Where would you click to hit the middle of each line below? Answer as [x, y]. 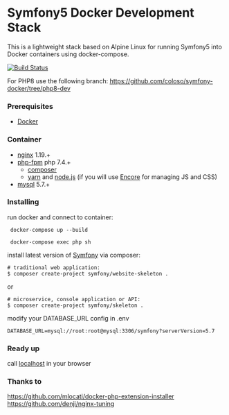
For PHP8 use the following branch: [58, 81]
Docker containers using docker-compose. [68, 54]
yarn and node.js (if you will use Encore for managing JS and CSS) [122, 177]
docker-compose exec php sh [51, 242]
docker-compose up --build [49, 230]
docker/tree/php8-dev [39, 88]
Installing [23, 202]
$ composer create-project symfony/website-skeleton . [88, 273]
